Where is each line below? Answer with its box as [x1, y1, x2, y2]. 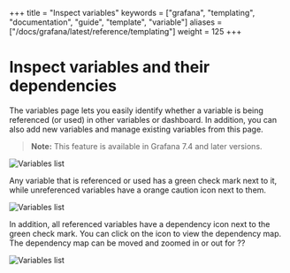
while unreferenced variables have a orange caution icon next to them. [9, 185, 267, 195]
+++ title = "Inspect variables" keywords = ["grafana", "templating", [9, 8, 256, 18]
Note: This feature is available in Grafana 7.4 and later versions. [30, 140, 263, 151]
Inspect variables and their [9, 57, 210, 78]
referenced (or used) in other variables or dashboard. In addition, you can [9, 114, 277, 125]
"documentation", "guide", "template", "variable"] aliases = [9, 17, 223, 27]
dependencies [9, 76, 118, 96]
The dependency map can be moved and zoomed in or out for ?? [9, 238, 246, 248]
